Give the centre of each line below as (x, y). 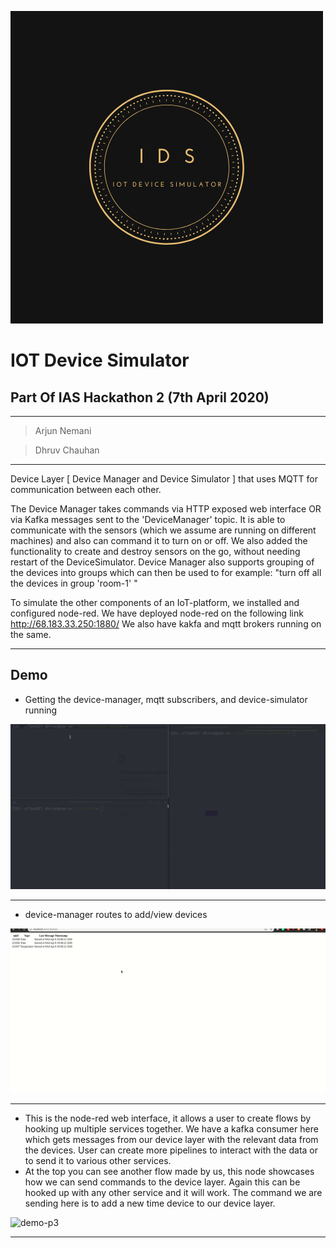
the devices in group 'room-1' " (74, 583)
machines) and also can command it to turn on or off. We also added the (159, 540)
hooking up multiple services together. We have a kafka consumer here (171, 1129)
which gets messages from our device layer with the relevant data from (171, 1140)
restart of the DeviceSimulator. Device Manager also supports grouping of (162, 562)
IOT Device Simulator (100, 360)
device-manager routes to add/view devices (116, 914)
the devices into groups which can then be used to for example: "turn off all (166, 572)
